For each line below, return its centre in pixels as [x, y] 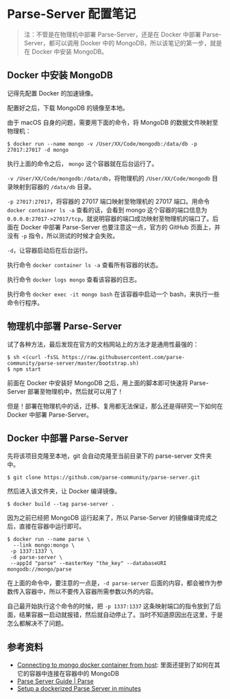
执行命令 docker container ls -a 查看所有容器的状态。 [85, 264]
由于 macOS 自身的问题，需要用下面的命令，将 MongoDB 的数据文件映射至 [113, 122]
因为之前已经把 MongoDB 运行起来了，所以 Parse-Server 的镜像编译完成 [110, 518]
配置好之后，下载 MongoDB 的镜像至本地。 [68, 108]
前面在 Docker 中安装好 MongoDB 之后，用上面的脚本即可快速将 [98, 382]
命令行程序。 [25, 302]
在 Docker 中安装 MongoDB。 [66, 51]
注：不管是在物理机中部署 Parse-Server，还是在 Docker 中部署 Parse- [123, 34]
